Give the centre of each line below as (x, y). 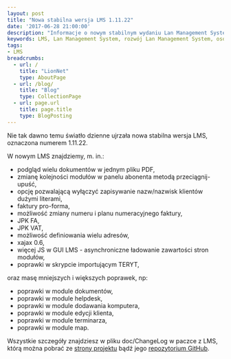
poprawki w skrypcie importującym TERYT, (78, 264)
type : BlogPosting (46, 116)
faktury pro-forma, (43, 206)
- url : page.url (36, 103)
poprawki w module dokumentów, (65, 291)
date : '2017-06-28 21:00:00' (49, 26)
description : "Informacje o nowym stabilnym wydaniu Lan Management (107, 33)
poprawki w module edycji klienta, (65, 313)
